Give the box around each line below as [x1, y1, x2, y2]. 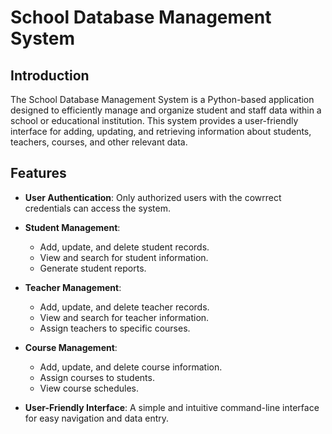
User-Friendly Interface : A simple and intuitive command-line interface [24, 401, 320, 413]
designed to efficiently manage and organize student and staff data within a [10, 104, 322, 116]
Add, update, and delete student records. [39, 241, 210, 253]
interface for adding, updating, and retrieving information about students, [10, 126, 312, 137]
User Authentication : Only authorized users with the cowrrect [24, 191, 282, 203]
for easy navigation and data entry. [24, 412, 170, 424]
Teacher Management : [24, 281, 122, 293]
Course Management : [24, 341, 118, 353]
